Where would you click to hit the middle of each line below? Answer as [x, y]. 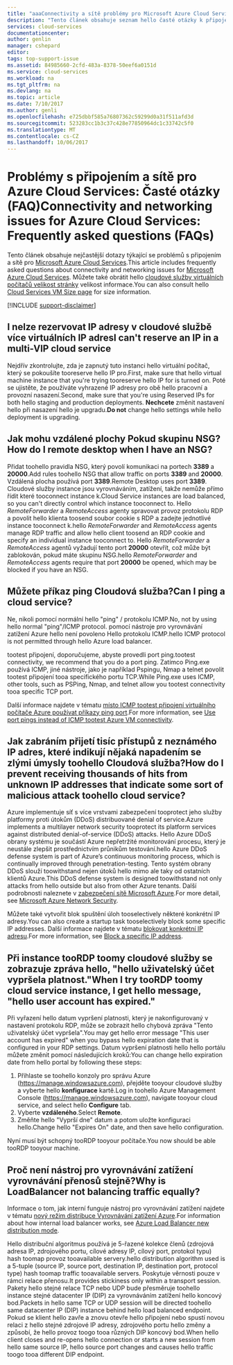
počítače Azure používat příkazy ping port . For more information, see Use [112, 712]
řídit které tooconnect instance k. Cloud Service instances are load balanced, [116, 496]
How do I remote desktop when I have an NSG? [110, 450]
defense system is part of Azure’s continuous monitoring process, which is [114, 857]
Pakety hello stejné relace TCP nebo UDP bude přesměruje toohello [104, 1288]
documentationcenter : [38, 33]
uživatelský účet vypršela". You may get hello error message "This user [108, 1033]
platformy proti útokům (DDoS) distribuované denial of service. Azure [105, 820]
